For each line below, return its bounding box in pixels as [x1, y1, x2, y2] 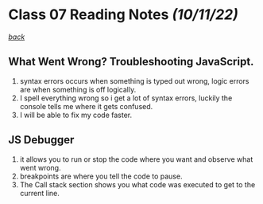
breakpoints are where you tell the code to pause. [19, 171, 183, 181]
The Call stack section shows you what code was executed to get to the [19, 179, 256, 189]
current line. [19, 188, 60, 198]
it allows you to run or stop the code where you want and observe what [19, 154, 253, 164]
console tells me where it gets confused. [19, 101, 153, 111]
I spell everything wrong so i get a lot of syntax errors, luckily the [19, 93, 233, 103]
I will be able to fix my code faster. [19, 110, 133, 120]
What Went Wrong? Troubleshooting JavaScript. [8, 55, 254, 69]
